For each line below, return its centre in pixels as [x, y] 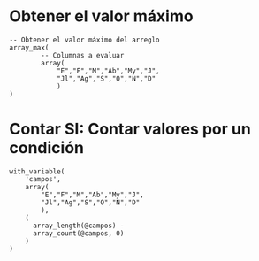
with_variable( [37, 171]
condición [46, 148]
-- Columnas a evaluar [83, 55]
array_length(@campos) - [78, 226]
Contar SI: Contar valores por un [130, 129]
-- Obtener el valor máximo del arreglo [85, 40]
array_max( [29, 47]
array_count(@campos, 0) [78, 233]
